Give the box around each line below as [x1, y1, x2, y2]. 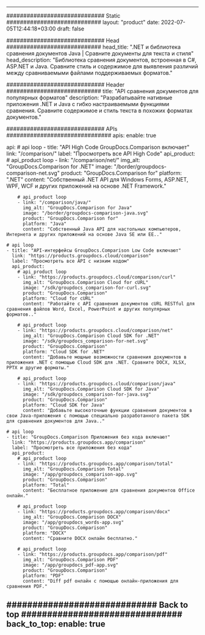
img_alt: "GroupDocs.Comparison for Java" [22, 205, 132, 211]
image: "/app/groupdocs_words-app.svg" [22, 519, 124, 525]
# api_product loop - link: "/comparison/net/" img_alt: [6, 157, 140, 163]
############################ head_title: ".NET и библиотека [6, 43, 181, 51]
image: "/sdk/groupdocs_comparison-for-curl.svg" [22, 285, 151, 291]
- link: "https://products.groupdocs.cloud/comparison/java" [17, 381, 176, 387]
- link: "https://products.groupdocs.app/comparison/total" [17, 461, 173, 467]
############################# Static [6, 12, 121, 19]
